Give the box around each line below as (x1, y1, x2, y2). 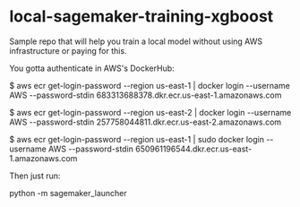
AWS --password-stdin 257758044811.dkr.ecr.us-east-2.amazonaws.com (9, 116, 282, 127)
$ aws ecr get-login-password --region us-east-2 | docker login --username (9, 107, 292, 117)
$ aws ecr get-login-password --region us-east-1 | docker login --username (9, 80, 291, 91)
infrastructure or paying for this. (9, 45, 127, 56)
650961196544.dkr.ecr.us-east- (135, 143, 253, 154)
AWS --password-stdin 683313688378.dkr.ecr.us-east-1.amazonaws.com (9, 90, 282, 100)
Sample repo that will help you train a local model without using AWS (9, 36, 262, 47)
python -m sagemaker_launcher (9, 187, 127, 198)
